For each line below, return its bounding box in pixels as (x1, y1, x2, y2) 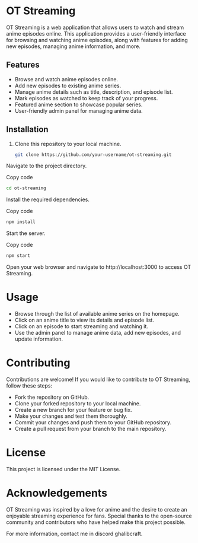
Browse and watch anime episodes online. (14, 75, 119, 82)
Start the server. (6, 230, 46, 237)
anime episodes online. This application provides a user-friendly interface (6, 30, 186, 37)
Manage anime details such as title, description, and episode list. (14, 88, 173, 96)
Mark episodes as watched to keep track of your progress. (14, 94, 158, 101)
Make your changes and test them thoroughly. (14, 412, 127, 420)
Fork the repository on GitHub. (14, 393, 90, 401)
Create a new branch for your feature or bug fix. (14, 406, 132, 413)
